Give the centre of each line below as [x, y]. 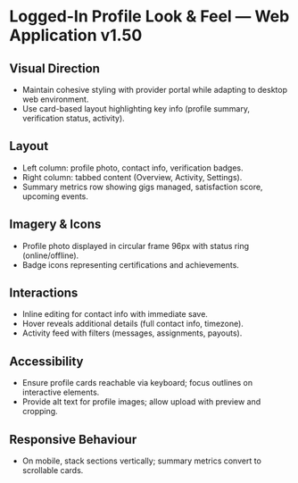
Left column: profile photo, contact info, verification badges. [132, 168]
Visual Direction [55, 68]
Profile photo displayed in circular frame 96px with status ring [136, 246]
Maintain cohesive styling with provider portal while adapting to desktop [155, 90]
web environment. [55, 99]
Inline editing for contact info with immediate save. [115, 314]
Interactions [44, 293]
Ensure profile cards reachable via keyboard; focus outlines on [137, 383]
